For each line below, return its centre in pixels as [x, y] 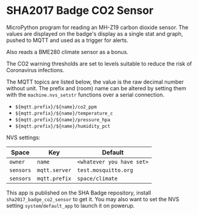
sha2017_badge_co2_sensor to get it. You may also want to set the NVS [93, 199]
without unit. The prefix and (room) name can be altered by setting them [96, 88]
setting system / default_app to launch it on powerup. [71, 205]
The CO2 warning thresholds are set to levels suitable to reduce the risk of [99, 64]
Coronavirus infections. [35, 70]
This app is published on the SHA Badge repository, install [79, 193]
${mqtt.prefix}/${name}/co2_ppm [56, 107]
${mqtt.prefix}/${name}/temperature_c [64, 113]
